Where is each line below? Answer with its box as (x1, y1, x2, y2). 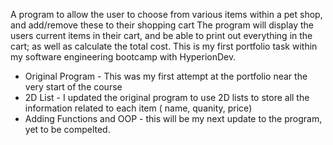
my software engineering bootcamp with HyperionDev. (10, 51, 237, 63)
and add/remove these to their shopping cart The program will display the (10, 19, 314, 31)
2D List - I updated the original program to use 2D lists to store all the (24, 92, 310, 103)
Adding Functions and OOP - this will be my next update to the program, (24, 113, 323, 124)
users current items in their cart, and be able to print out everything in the (10, 30, 313, 41)
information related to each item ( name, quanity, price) (24, 102, 253, 114)
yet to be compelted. (24, 124, 111, 135)
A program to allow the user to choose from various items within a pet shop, (10, 9, 323, 20)
